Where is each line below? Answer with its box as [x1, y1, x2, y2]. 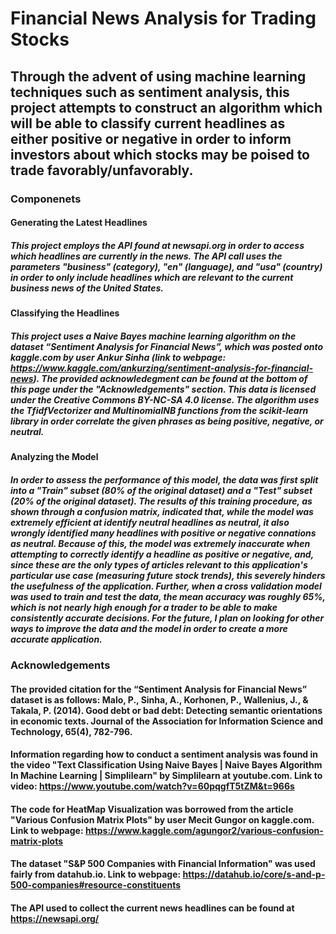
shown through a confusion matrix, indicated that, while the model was [10, 505, 314, 517]
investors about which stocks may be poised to [10, 146, 310, 163]
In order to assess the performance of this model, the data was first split [10, 473, 319, 486]
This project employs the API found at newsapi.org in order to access [10, 239, 305, 251]
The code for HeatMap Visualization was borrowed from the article [10, 803, 294, 815]
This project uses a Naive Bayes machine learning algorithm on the [10, 330, 297, 342]
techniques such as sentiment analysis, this [10, 83, 290, 101]
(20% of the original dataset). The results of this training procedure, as [10, 495, 313, 507]
